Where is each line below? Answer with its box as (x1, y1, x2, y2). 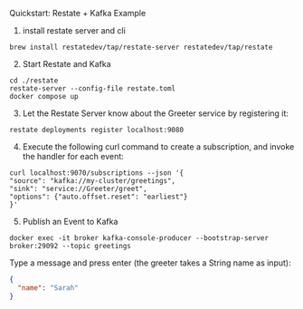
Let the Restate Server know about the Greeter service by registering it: (22, 108, 289, 119)
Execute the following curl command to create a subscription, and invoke (22, 141, 295, 152)
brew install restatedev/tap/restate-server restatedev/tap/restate (9, 43, 273, 52)
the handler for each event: (22, 151, 124, 161)
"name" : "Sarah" (17, 283, 79, 293)
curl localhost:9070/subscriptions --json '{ (9, 169, 184, 178)
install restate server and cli (22, 25, 127, 35)
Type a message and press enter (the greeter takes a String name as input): (9, 257, 291, 268)
